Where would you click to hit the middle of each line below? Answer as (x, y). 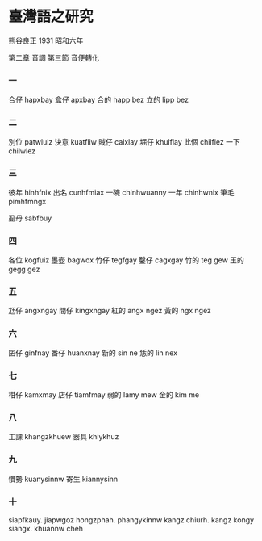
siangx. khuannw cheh (46, 528)
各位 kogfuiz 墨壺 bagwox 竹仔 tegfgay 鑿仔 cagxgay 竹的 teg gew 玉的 (126, 260)
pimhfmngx (27, 201)
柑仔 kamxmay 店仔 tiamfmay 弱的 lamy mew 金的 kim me (104, 395)
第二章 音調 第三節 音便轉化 (54, 57)
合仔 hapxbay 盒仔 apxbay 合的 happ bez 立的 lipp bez (99, 100)
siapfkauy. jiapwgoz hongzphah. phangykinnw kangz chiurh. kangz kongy (131, 520)
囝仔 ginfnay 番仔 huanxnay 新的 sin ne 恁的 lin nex (93, 353)
